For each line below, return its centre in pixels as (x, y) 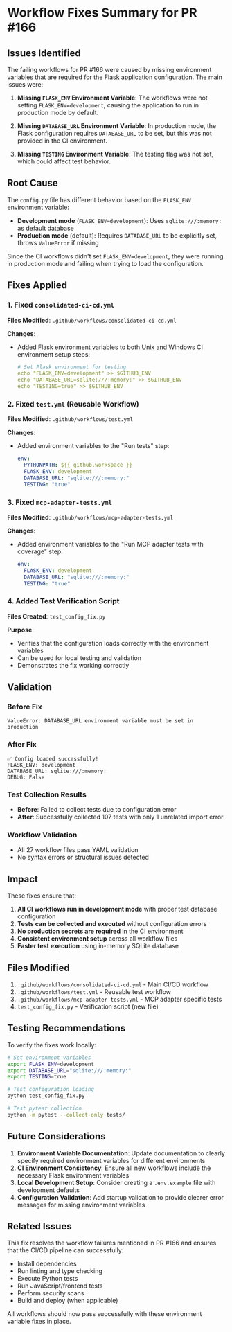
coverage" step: (40, 551)
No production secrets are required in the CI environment (100, 931)
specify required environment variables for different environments (111, 1160)
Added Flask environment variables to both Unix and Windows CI (110, 347)
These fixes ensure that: (42, 896)
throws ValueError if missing (58, 242)
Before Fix (25, 707)
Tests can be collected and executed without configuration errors (112, 924)
